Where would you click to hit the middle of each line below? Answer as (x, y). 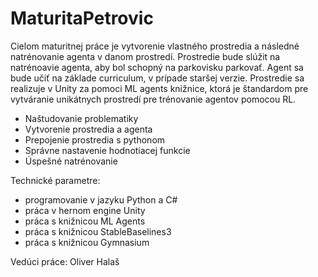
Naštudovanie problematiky (81, 118)
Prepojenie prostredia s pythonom (95, 139)
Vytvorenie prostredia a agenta (88, 129)
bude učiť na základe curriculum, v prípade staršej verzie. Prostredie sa (157, 78)
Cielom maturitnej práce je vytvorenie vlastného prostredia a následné (155, 46)
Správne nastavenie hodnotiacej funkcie (107, 150)
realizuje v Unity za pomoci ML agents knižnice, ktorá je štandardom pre (159, 88)
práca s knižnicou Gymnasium (87, 242)
